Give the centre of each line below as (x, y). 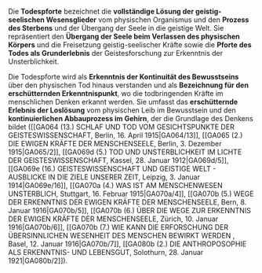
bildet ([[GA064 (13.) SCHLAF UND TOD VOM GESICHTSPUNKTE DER (122, 127)
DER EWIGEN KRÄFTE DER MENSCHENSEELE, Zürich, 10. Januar (113, 219)
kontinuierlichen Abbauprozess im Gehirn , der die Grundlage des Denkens (131, 118)
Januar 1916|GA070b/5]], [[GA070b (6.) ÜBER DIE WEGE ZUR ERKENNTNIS (129, 210)
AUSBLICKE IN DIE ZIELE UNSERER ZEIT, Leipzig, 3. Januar (104, 177)
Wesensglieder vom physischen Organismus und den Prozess (147, 20)
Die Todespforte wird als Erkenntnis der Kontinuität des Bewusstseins (124, 77)
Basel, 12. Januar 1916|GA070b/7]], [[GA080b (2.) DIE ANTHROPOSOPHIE (127, 244)
